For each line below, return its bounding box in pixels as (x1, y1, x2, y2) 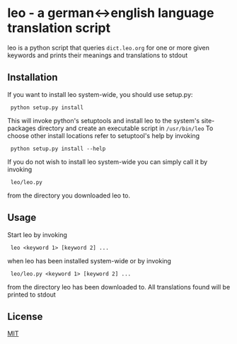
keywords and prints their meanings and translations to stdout (7, 51, 188, 59)
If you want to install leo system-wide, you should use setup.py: (7, 90, 193, 98)
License (7, 310, 43, 323)
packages (7, 124, 37, 132)
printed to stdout (7, 290, 57, 299)
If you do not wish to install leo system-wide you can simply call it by (7, 157, 208, 166)
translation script (7, 20, 111, 36)
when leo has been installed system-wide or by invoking (7, 256, 172, 265)
